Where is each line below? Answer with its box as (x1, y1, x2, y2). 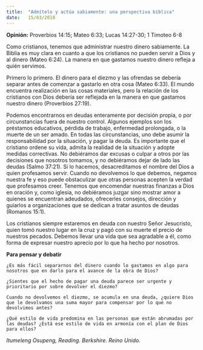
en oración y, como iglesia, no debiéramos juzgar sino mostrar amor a (6, 188, 181, 196)
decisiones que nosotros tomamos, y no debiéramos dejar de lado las (6, 156, 180, 163)
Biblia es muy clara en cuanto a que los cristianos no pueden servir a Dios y (6, 49, 196, 56)
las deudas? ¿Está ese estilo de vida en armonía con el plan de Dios (6, 320, 188, 327)
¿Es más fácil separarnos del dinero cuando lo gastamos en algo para (6, 262, 188, 268)
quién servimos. (6, 62, 47, 70)
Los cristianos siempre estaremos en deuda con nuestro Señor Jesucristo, (6, 219, 193, 227)
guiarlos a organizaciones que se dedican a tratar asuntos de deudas (6, 201, 179, 209)
